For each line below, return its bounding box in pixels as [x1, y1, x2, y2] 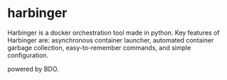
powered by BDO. [7, 64, 59, 73]
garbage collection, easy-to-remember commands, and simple [7, 43, 191, 52]
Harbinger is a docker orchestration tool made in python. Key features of [7, 28, 220, 37]
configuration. [7, 51, 48, 59]
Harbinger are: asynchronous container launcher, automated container [7, 35, 214, 44]
